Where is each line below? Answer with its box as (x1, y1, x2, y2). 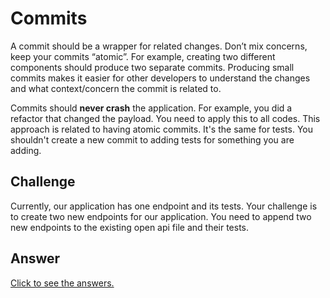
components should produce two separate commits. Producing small (10, 61, 295, 73)
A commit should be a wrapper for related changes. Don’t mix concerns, (10, 40, 308, 52)
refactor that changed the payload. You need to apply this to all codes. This (10, 112, 321, 124)
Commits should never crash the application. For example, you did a (10, 102, 293, 114)
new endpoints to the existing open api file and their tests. (10, 221, 250, 233)
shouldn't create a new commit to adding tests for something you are (10, 133, 295, 146)
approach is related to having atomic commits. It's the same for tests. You (10, 123, 314, 135)
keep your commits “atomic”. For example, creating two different (10, 50, 276, 62)
